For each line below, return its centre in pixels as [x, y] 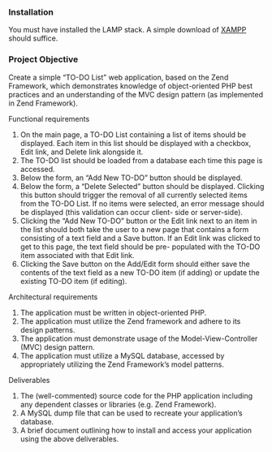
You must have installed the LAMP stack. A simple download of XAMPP [127, 30]
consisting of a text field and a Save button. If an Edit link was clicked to [140, 238]
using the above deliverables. [69, 439]
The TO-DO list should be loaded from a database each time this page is [141, 160]
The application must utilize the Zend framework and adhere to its [130, 321]
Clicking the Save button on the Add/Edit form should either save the [135, 264]
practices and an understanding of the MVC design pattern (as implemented [136, 94]
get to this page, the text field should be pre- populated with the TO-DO [140, 247]
